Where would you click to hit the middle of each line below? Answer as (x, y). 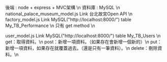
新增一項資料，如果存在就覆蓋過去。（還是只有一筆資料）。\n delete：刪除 (81, 48)
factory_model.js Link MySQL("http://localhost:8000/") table (68, 20)
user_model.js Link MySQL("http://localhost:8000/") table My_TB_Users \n (83, 36)
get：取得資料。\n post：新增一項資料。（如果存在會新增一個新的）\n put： (83, 42)
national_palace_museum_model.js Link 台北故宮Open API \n (69, 14)
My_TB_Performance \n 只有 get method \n (50, 25)
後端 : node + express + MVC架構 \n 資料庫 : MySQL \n (63, 7)
